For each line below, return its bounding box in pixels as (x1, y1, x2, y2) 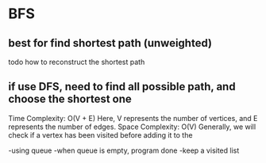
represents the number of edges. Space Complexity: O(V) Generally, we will (8, 122, 256, 131)
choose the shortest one (8, 93, 133, 106)
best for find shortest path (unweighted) (8, 36, 213, 50)
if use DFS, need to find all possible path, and (8, 80, 236, 93)
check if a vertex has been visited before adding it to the (8, 130, 193, 139)
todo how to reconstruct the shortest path (8, 57, 145, 66)
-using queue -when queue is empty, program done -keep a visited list (8, 146, 240, 155)
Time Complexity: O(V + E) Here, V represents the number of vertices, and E (8, 113, 258, 123)
